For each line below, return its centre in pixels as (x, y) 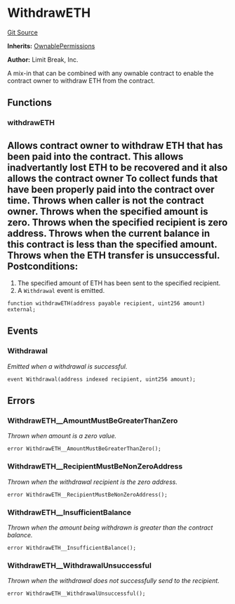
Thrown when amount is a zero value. (62, 436)
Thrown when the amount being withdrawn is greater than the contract (110, 527)
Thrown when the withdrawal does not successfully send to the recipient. (113, 581)
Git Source (23, 32)
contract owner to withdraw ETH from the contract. (81, 80)
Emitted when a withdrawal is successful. (67, 366)
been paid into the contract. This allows (95, 156)
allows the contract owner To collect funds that (113, 178)
